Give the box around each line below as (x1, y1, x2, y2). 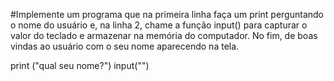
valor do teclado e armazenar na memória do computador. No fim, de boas (10, 30, 318, 41)
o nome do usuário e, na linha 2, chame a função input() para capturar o (10, 19, 308, 31)
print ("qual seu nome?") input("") (10, 60, 150, 71)
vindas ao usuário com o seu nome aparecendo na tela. (10, 40, 240, 52)
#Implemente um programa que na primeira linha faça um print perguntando (10, 9, 324, 20)
